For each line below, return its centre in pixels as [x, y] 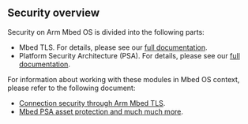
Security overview [54, 13]
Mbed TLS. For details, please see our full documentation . [113, 47]
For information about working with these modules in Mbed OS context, [124, 79]
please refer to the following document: [71, 88]
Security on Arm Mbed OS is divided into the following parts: [106, 32]
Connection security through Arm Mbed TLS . [92, 103]
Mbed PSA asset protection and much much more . [101, 111]
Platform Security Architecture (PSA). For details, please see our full [129, 55]
